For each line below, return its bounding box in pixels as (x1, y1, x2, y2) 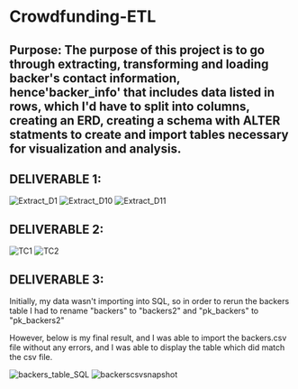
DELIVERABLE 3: (9, 272, 104, 287)
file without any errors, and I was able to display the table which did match (9, 342, 285, 353)
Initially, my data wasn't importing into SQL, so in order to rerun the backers (9, 296, 290, 307)
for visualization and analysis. (9, 141, 182, 156)
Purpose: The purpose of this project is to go (9, 42, 266, 58)
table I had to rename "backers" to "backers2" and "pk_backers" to (9, 305, 259, 317)
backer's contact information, (9, 70, 181, 86)
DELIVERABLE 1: (9, 171, 102, 187)
